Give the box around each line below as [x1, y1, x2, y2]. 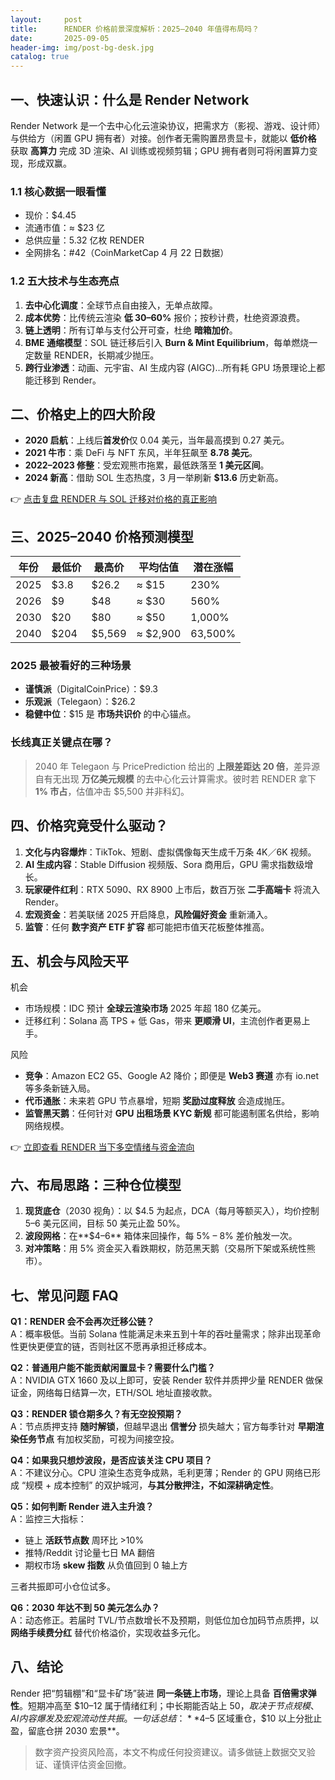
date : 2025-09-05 [10, 33, 110, 43]
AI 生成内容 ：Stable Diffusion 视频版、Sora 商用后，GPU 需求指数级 [24, 858, 305, 870]
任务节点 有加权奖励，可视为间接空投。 [18, 1433, 180, 1445]
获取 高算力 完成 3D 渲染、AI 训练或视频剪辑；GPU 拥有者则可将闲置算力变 [10, 144, 318, 156]
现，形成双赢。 [10, 157, 72, 169]
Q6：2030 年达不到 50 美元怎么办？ [10, 1602, 160, 1613]
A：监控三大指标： [10, 1513, 87, 1525]
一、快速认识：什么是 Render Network [10, 91, 250, 108]
